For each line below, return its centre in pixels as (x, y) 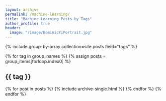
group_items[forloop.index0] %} (38, 61)
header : (13, 28)
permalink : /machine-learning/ (38, 14)
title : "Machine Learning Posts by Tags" (49, 19)
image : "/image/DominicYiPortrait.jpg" (51, 33)
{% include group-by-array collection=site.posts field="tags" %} (71, 47)
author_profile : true (28, 23)
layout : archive (22, 10)
